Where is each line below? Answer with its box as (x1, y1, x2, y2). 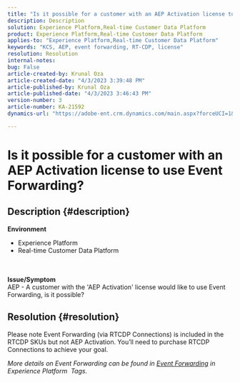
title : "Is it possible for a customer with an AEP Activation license (7, 10, 225, 18)
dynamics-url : (7, 110, 50, 117)
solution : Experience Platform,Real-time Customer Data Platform (7, 24, 206, 31)
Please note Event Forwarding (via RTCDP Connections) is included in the (7, 330, 224, 338)
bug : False (7, 64, 40, 71)
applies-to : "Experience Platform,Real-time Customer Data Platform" (7, 37, 219, 44)
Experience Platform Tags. (7, 366, 88, 375)
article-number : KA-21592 (7, 104, 84, 111)
